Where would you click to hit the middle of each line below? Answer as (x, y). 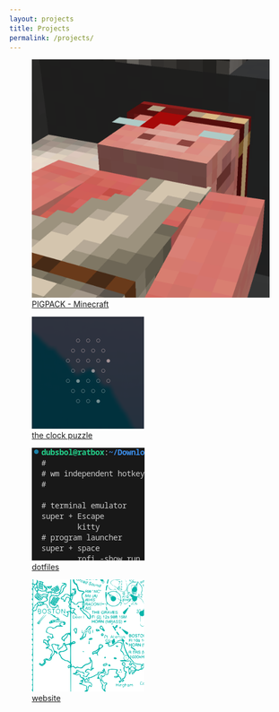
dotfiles (46, 567)
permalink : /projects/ (52, 38)
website (46, 698)
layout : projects (42, 19)
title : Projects (39, 28)
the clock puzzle (62, 435)
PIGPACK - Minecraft (70, 304)
